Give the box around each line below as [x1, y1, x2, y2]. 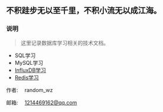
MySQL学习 [14, 59, 43, 66]
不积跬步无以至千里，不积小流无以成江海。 [6, 5, 161, 16]
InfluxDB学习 [14, 67, 46, 74]
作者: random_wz [6, 86, 53, 93]
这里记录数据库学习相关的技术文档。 [20, 39, 109, 46]
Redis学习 [14, 74, 40, 81]
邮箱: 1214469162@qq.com [6, 99, 77, 106]
